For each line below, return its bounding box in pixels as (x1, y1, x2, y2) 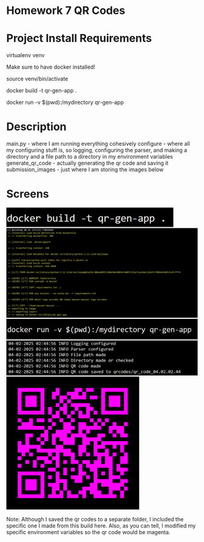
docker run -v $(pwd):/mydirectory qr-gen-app (6, 98, 124, 106)
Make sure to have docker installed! (6, 63, 95, 70)
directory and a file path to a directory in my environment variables (6, 153, 173, 160)
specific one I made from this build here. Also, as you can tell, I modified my (6, 522, 196, 529)
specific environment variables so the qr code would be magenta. (6, 528, 171, 535)
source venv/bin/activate (6, 75, 69, 83)
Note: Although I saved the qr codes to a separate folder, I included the (6, 515, 184, 523)
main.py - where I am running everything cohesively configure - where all (6, 140, 190, 148)
